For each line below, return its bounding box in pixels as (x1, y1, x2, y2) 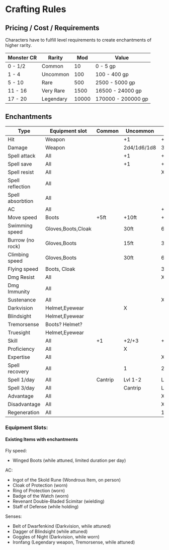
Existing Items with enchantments (5, 436, 78, 442)
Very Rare (42, 87, 65, 94)
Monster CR (8, 54, 37, 61)
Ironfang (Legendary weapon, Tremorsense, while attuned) (12, 539, 135, 545)
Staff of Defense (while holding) (12, 503, 79, 509)
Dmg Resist (8, 273, 35, 280)
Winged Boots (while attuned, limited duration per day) (12, 457, 126, 463)
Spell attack (8, 152, 36, 159)
